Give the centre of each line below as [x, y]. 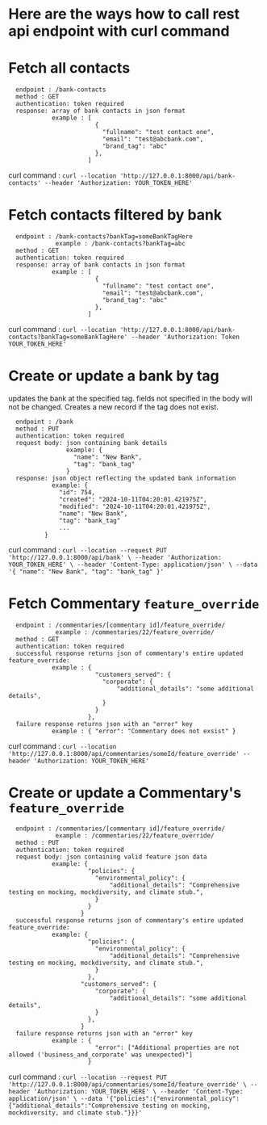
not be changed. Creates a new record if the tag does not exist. [114, 407]
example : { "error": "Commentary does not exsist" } [144, 731]
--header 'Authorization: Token [186, 337]
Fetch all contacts [69, 68]
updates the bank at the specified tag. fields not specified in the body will [130, 398]
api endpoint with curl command [119, 31]
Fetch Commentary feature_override [134, 604]
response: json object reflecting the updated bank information [126, 478]
